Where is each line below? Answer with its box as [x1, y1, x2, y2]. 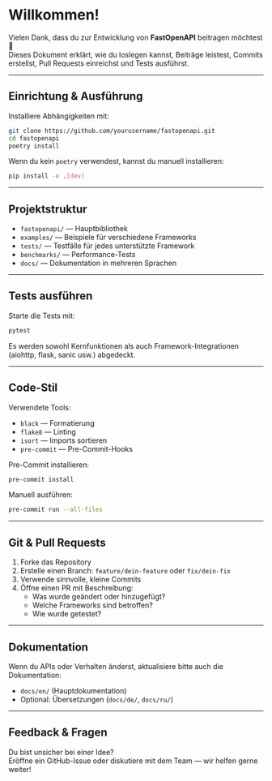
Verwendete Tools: [8, 402, 71, 412]
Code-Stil [8, 381, 58, 395]
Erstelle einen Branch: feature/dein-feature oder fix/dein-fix [19, 566, 231, 576]
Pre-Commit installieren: [8, 460, 90, 470]
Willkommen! [8, 6, 100, 24]
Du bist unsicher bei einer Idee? [8, 747, 115, 757]
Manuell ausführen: [8, 490, 73, 500]
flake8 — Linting [19, 427, 77, 436]
